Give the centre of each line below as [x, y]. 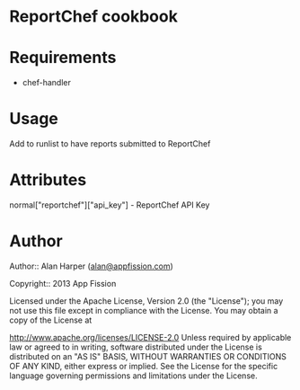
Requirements [63, 58]
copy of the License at [51, 320]
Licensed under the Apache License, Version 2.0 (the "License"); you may [146, 301]
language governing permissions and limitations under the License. [133, 376]
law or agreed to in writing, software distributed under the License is [136, 347]
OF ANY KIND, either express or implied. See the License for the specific [144, 366]
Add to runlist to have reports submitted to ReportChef [110, 144]
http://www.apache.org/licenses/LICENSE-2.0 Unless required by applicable [150, 337]
